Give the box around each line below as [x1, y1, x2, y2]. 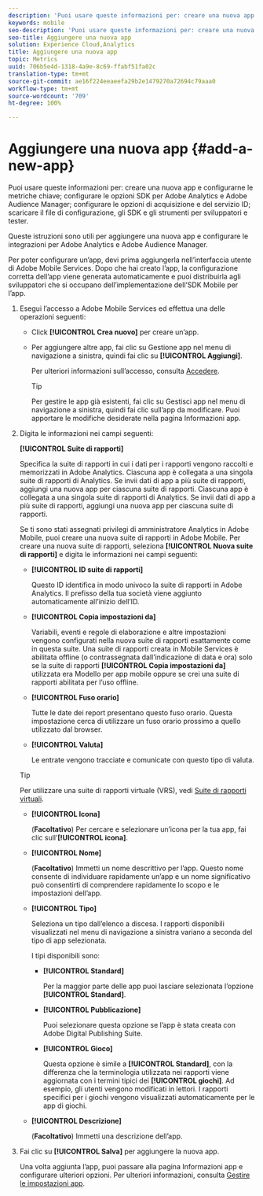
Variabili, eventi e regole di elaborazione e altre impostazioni [31, 627, 226, 637]
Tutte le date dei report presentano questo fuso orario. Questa [31, 708, 233, 718]
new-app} [8, 157, 75, 175]
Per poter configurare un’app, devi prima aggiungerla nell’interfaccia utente [8, 255, 252, 264]
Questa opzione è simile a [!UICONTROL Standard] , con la [42, 1059, 233, 1069]
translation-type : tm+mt [8, 70, 89, 78]
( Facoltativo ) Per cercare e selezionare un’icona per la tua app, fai [31, 825, 247, 834]
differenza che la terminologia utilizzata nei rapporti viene [42, 1068, 229, 1077]
